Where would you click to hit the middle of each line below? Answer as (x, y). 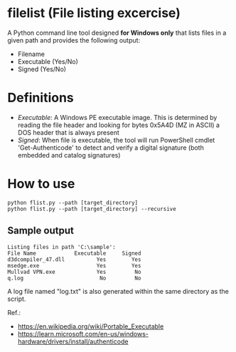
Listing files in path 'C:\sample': (61, 247)
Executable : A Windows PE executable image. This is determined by (117, 117)
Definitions (41, 98)
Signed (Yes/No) (42, 69)
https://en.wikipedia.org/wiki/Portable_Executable (91, 326)
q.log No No (74, 278)
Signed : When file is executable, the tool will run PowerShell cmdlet (116, 140)
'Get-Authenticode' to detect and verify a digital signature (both (111, 148)
